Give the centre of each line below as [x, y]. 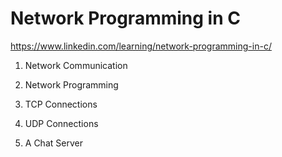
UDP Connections [61, 123]
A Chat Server [53, 143]
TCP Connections [61, 104]
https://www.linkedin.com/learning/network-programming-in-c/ [141, 46]
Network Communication [76, 65]
